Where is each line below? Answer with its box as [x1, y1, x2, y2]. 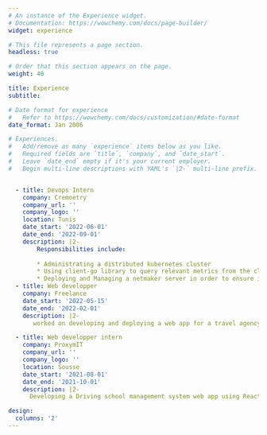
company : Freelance [22, 289, 87, 297]
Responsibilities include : [37, 245, 126, 253]
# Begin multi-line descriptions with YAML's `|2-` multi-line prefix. [8, 165, 258, 173]
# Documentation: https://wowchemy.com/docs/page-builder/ [8, 19, 208, 27]
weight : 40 [8, 70, 44, 78]
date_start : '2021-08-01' [22, 371, 109, 379]
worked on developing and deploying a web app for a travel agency [33, 319, 261, 327]
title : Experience [8, 84, 69, 92]
